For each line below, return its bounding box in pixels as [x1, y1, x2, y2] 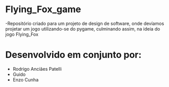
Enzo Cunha [12, 76, 39, 82]
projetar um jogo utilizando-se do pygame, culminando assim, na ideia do [5, 25, 160, 32]
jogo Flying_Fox [5, 31, 38, 37]
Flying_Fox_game [5, 4, 81, 15]
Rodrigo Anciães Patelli [12, 66, 62, 72]
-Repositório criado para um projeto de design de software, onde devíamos [5, 20, 164, 26]
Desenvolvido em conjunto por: [5, 49, 142, 61]
